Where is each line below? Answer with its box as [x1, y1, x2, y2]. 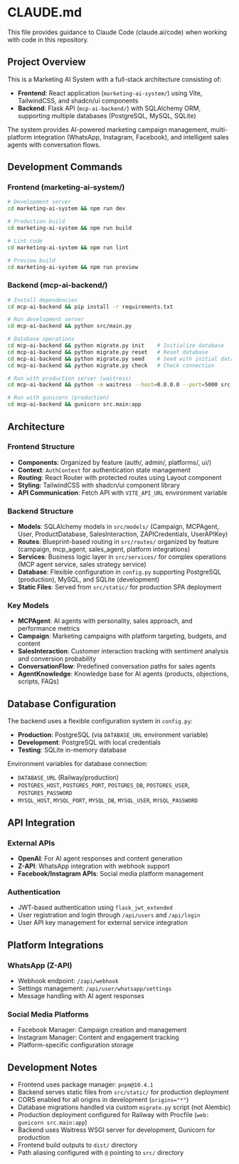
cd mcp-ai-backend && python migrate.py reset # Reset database [7, 348, 208, 356]
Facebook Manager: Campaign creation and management [17, 1026, 187, 1034]
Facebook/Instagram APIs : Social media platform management [17, 869, 204, 878]
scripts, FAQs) [17, 677, 59, 686]
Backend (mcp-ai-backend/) [7, 280, 108, 290]
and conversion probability [17, 654, 97, 663]
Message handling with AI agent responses [17, 991, 144, 1000]
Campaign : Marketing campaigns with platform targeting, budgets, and [17, 631, 227, 641]
